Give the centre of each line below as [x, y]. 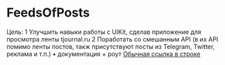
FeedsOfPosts [48, 13]
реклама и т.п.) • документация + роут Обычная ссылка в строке [103, 54]
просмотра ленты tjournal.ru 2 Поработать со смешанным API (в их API [112, 39]
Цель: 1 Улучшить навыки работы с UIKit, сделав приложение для [104, 32]
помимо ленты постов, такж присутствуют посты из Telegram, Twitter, [111, 46]
